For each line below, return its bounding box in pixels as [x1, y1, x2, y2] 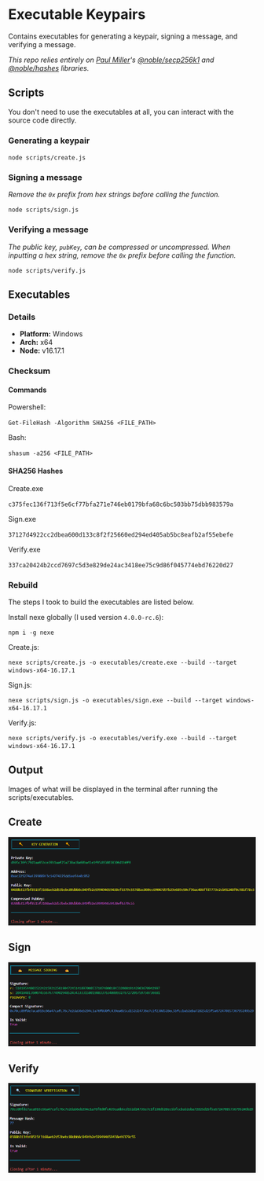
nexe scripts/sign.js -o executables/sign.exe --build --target [8, 696, 223, 704]
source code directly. [8, 116, 77, 125]
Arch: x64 [19, 338, 53, 347]
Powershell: [8, 402, 46, 412]
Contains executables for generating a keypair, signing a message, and [8, 31, 238, 41]
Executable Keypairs [8, 6, 146, 24]
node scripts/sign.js [8, 206, 79, 214]
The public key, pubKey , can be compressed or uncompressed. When [8, 242, 231, 251]
